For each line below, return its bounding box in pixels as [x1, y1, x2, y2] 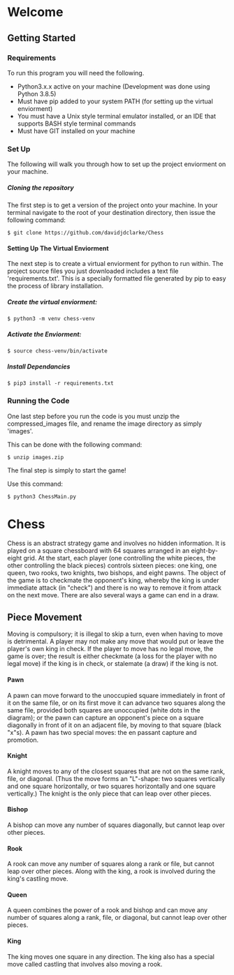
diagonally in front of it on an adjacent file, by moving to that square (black [7, 720, 221, 729]
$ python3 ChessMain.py [7, 493, 77, 500]
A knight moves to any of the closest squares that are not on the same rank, [7, 767, 226, 775]
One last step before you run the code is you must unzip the [7, 412, 180, 420]
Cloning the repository [7, 183, 75, 192]
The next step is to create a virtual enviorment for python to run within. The [7, 260, 224, 268]
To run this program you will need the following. [7, 68, 145, 77]
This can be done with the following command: [7, 440, 142, 449]
